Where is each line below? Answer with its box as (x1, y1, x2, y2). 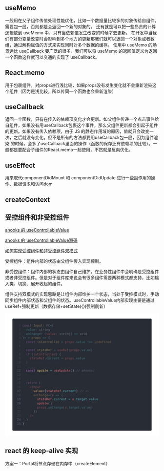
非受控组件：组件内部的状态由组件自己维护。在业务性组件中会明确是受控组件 (5, 269, 159, 275)
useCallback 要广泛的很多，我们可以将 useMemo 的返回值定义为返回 (19, 48, 157, 54)
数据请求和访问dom (13, 181, 53, 187)
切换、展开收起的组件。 (18, 281, 65, 287)
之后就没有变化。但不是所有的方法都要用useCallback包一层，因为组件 (13, 134, 154, 141)
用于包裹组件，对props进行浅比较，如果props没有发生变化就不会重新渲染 (5, 82, 152, 88)
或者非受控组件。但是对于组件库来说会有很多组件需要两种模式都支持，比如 (5, 275, 155, 280)
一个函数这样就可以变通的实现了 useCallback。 (5, 54, 100, 60)
